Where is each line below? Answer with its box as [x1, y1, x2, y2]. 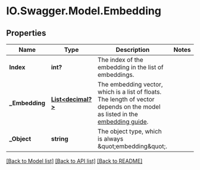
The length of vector [97, 95, 155, 103]
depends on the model [97, 103, 161, 111]
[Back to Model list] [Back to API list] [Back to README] [6, 157, 143, 165]
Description [115, 46, 150, 54]
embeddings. [97, 70, 135, 79]
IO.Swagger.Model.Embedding [6, 4, 162, 18]
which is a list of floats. [97, 88, 162, 96]
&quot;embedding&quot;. [97, 142, 168, 150]
